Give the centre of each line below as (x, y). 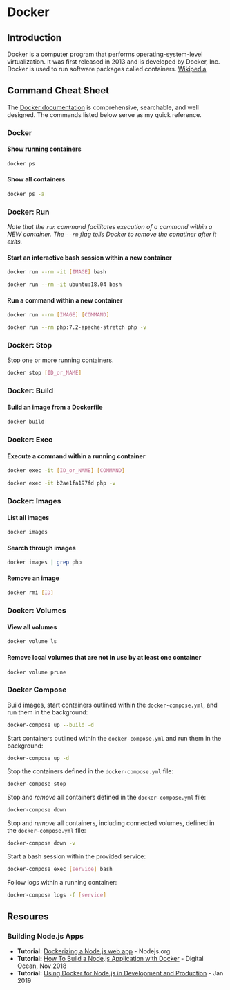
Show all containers (36, 179)
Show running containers (44, 149)
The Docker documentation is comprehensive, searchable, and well (103, 107)
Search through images (41, 548)
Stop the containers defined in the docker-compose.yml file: (90, 771)
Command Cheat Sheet (58, 91)
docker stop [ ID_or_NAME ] (44, 373)
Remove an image (33, 578)
